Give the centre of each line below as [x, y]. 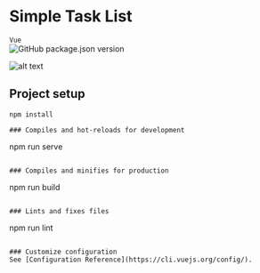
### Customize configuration [63, 252]
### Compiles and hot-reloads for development [97, 130]
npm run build [35, 187]
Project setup [48, 94]
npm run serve [36, 146]
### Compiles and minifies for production [89, 171]
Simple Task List [71, 16]
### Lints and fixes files [59, 211]
